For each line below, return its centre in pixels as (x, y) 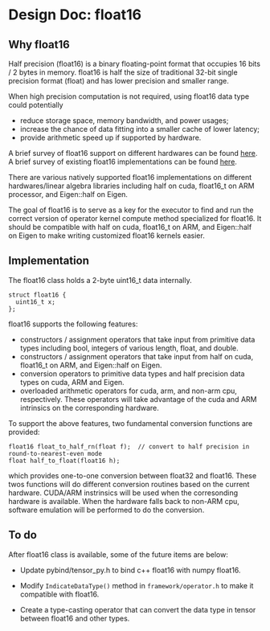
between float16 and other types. (75, 618)
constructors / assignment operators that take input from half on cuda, (137, 356)
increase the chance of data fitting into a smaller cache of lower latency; (139, 129)
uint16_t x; (36, 302)
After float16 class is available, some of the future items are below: (119, 554)
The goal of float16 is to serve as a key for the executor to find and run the (131, 210)
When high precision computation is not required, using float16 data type (129, 96)
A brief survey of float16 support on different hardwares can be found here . (133, 153)
